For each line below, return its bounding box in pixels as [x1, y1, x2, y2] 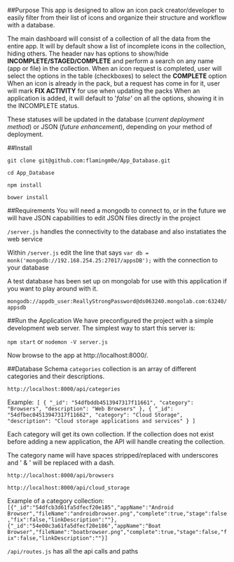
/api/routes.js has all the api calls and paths [7, 547, 139, 555]
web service [7, 235, 43, 243]
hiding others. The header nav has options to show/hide [7, 49, 169, 58]
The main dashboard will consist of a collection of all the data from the [7, 34, 211, 43]
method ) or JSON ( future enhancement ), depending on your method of [7, 123, 212, 131]
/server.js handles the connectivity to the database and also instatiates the [7, 227, 227, 236]
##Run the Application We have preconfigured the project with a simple [7, 316, 214, 325]
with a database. [7, 21, 55, 29]
